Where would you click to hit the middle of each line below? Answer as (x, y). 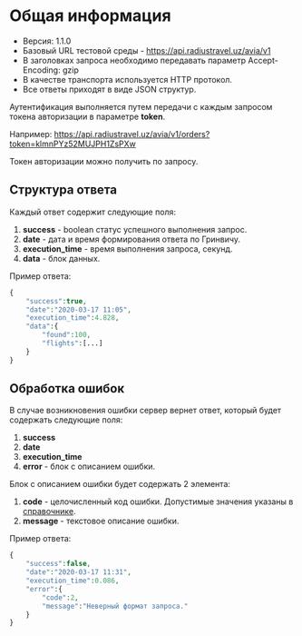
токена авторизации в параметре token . (88, 116)
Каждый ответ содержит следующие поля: (93, 212)
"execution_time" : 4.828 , (73, 318)
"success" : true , (57, 301)
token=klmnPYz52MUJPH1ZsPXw (73, 144)
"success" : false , (58, 564)
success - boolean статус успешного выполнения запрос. (135, 229)
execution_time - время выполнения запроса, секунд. (127, 248)
